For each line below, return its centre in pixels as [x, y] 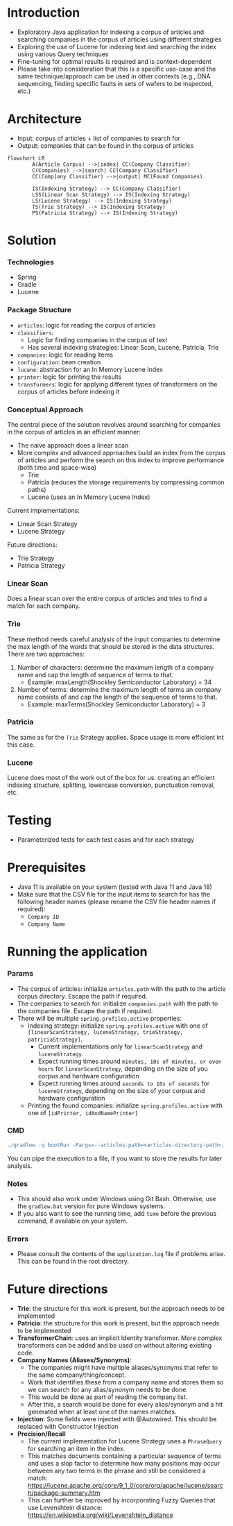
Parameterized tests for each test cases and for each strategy [106, 840]
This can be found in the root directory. [73, 1262]
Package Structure [39, 310]
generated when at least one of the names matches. [102, 1412]
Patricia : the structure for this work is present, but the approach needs [118, 1323]
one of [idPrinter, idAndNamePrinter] [83, 1112]
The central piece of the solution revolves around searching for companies [114, 424]
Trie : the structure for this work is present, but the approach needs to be [121, 1309]
